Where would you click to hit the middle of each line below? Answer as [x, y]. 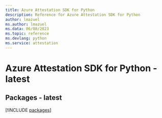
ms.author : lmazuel [26, 24]
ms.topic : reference [27, 34]
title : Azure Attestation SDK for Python [50, 10]
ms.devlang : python [26, 39]
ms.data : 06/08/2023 [27, 29]
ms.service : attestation [32, 43]
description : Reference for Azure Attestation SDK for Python [73, 15]
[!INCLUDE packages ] [28, 110]
